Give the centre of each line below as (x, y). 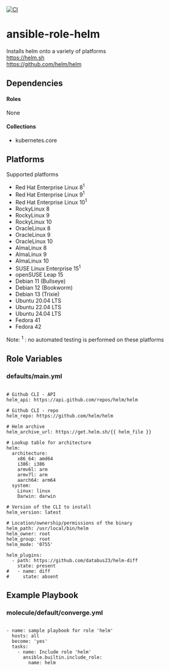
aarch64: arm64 (37, 480)
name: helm (42, 663)
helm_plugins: (24, 555)
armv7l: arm (32, 474)
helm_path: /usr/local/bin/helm (47, 528)
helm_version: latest (34, 512)
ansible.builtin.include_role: (62, 658)
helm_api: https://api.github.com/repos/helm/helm (72, 400)
